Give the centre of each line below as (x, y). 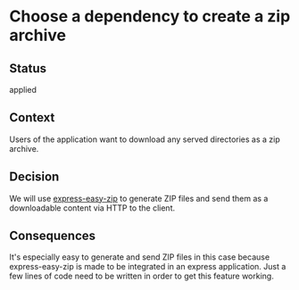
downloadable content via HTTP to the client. (92, 208)
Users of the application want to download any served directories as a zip (145, 139)
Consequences (53, 236)
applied (23, 90)
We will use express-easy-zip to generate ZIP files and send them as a (139, 198)
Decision (34, 177)
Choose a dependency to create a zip (150, 17)
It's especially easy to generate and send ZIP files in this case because (140, 257)
